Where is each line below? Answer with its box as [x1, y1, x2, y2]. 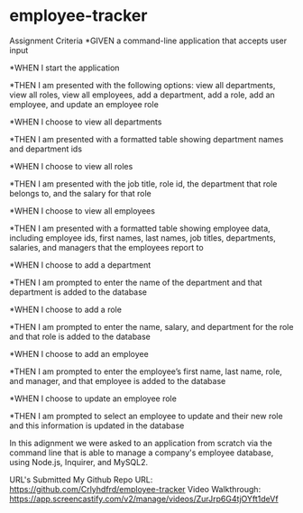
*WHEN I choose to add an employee [9, 348, 149, 359]
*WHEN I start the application [9, 62, 120, 73]
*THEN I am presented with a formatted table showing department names [9, 133, 284, 144]
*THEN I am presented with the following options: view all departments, [9, 79, 276, 90]
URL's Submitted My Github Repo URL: [9, 474, 153, 485]
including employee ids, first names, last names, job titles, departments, [9, 232, 277, 243]
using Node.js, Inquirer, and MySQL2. [9, 456, 149, 467]
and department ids [9, 143, 83, 154]
